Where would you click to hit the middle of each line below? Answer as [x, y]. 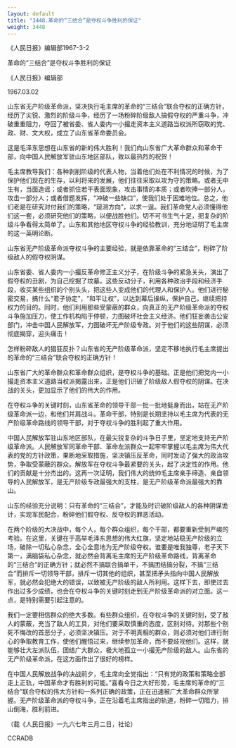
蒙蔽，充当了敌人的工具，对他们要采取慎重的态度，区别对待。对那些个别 [124, 624]
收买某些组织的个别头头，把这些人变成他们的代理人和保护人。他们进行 [121, 290]
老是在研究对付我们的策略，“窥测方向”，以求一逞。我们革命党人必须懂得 [118, 207]
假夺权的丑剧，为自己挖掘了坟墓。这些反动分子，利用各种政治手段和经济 [112, 281]
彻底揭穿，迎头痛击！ [38, 334]
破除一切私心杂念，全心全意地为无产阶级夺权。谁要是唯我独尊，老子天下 [124, 547]
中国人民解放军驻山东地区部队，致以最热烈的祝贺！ [99, 157]
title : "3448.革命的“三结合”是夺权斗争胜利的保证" [74, 20]
